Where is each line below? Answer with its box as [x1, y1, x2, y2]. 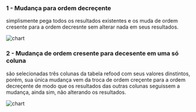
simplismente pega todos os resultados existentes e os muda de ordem [6, 17, 178, 24]
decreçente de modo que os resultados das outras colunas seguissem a [6, 82, 180, 89]
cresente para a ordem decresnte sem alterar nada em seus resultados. [6, 23, 179, 30]
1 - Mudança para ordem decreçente [6, 4, 111, 12]
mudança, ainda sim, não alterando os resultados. [6, 89, 127, 96]
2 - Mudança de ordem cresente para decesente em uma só [6, 50, 179, 58]
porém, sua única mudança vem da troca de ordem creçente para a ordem [6, 76, 186, 83]
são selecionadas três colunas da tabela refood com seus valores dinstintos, [6, 70, 190, 77]
